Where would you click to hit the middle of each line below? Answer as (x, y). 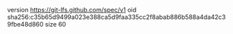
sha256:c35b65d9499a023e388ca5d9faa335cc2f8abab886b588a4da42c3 (116, 17)
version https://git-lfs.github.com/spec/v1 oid (72, 10)
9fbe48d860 (25, 24)
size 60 (55, 24)
